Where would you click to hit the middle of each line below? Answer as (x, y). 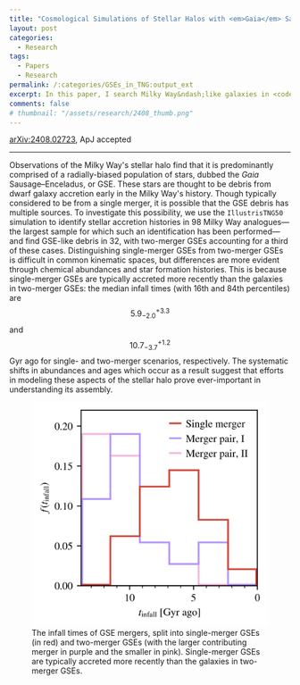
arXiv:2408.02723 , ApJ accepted (71, 139)
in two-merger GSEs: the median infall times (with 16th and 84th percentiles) (150, 288)
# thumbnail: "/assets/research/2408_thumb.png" (101, 113)
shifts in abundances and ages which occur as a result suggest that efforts (146, 371)
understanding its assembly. (61, 389)
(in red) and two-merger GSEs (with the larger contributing (139, 642)
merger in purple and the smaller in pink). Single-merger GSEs (146, 651)
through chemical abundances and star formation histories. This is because (148, 270)
